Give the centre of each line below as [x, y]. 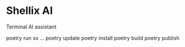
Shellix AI [29, 11]
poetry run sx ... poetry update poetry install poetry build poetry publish [93, 38]
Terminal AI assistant [31, 27]
